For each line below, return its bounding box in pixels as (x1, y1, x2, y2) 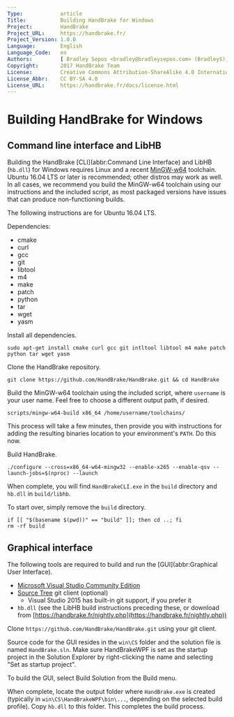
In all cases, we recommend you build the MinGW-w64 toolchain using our (7, 180, 221, 189)
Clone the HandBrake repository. (7, 363, 101, 371)
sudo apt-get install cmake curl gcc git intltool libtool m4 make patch (7, 345, 226, 352)
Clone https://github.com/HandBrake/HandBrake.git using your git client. (7, 625, 217, 633)
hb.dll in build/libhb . (7, 490, 71, 498)
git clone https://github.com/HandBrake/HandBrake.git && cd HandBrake (7, 377, 219, 384)
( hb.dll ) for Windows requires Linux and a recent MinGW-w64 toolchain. (7, 166, 217, 174)
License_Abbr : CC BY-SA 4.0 (7, 75, 98, 82)
